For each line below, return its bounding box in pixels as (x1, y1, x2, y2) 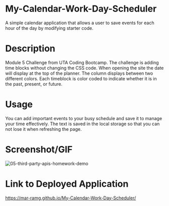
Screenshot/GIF (5, 144, 73, 155)
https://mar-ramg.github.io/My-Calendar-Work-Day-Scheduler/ (5, 195, 136, 201)
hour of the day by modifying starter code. (5, 25, 93, 31)
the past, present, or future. (5, 81, 63, 87)
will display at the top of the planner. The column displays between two (5, 70, 153, 76)
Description (5, 43, 55, 55)
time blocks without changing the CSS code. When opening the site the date (5, 65, 164, 71)
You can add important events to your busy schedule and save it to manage (5, 115, 162, 121)
